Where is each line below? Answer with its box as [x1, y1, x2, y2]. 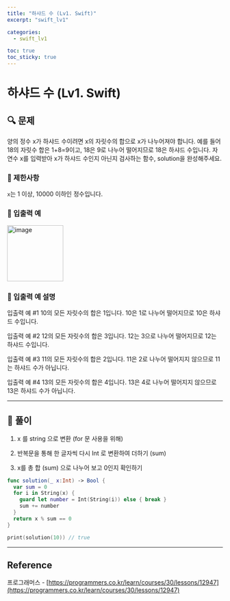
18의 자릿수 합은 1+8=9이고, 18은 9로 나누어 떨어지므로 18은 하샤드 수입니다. [7, 146, 211, 154]
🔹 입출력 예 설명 [7, 292, 56, 301]
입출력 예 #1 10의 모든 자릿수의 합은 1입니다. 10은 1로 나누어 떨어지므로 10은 [7, 309, 208, 317]
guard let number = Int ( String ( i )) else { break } [19, 496, 167, 503]
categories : [7, 29, 41, 36]
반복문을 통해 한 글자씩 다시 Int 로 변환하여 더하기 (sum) [16, 449, 166, 457]
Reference [7, 559, 53, 571]
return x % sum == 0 [13, 515, 72, 522]
